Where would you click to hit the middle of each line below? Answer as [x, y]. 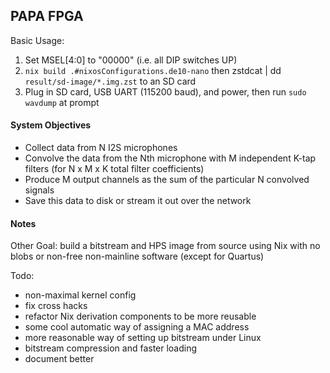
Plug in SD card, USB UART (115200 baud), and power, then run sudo [165, 91]
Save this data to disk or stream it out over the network [138, 201]
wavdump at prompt [62, 102]
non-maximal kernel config [80, 295]
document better [59, 359]
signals [39, 190]
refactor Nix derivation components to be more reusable [140, 316]
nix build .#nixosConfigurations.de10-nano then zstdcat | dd [153, 70]
